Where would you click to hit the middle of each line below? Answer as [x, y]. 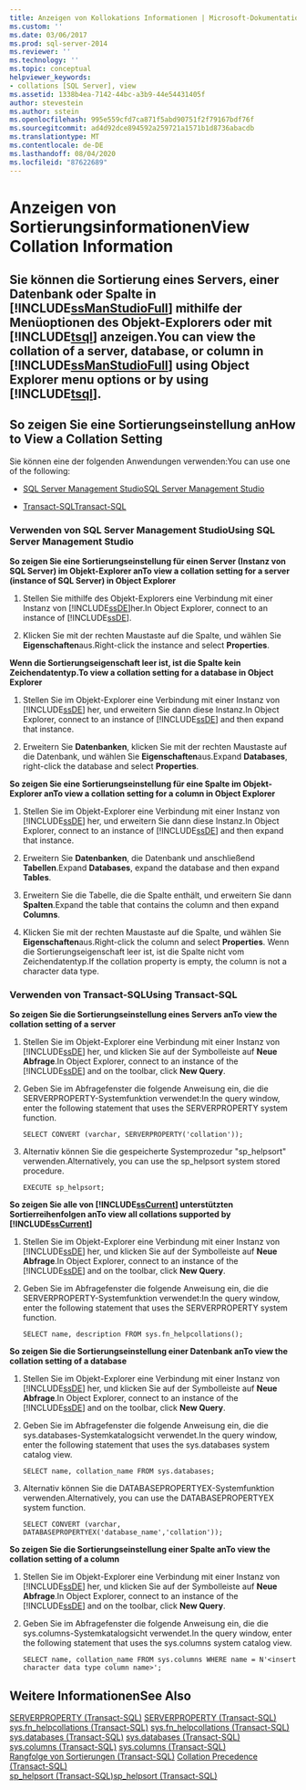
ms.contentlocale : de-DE [56, 145]
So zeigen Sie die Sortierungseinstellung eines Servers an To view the [143, 1015]
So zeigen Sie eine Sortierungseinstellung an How [153, 425]
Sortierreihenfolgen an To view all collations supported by [120, 1215]
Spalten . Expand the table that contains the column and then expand [151, 905]
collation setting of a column [65, 1559]
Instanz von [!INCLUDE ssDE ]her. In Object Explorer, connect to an [145, 608]
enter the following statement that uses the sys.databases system [146, 1445]
